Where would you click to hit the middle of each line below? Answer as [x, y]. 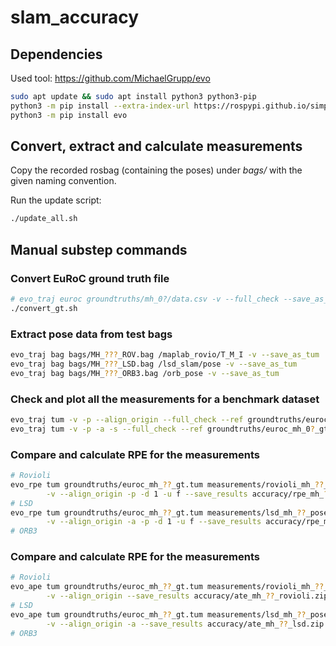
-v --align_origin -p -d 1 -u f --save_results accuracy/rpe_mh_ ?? [189, 494]
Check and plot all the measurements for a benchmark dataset [165, 399]
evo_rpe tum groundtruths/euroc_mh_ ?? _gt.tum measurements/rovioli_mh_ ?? [167, 484]
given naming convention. [63, 181]
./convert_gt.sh [44, 308]
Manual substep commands [99, 249]
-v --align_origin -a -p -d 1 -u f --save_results [154, 522]
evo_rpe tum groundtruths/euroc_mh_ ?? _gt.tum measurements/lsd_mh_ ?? [158, 512]
